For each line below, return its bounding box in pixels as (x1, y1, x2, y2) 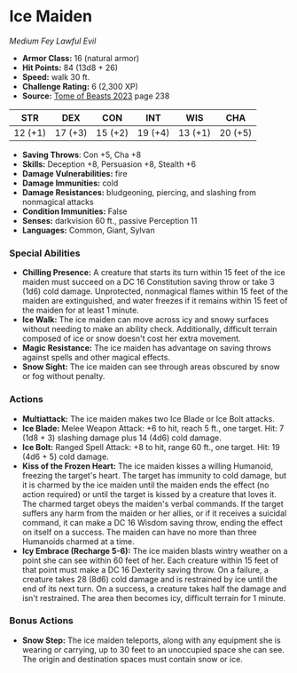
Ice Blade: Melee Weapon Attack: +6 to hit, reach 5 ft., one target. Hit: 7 (21, 423, 285, 433)
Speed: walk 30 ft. (21, 71, 90, 82)
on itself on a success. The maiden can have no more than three (21, 527, 257, 537)
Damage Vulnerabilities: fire (21, 168, 128, 178)
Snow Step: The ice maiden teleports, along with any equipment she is (21, 635, 281, 645)
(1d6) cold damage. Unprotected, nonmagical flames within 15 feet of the (21, 286, 288, 297)
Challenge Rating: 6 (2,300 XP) (21, 81, 139, 91)
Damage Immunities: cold (21, 178, 119, 188)
